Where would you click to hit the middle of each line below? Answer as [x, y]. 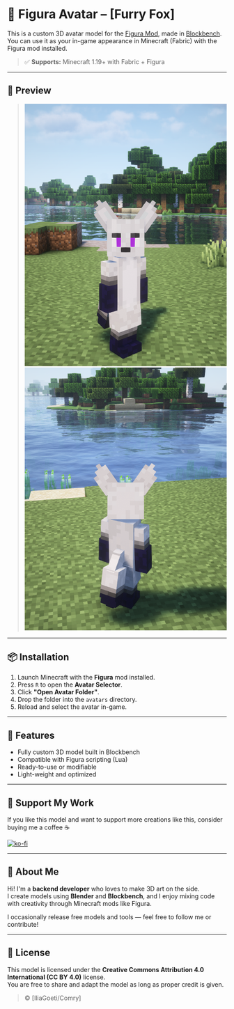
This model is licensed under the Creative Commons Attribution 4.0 [106, 969]
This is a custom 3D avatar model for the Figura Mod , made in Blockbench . [115, 33]
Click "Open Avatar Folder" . [58, 692]
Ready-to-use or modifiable [57, 767]
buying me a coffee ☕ [39, 827]
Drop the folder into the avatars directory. [77, 700]
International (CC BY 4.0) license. [56, 977]
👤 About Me [33, 872]
